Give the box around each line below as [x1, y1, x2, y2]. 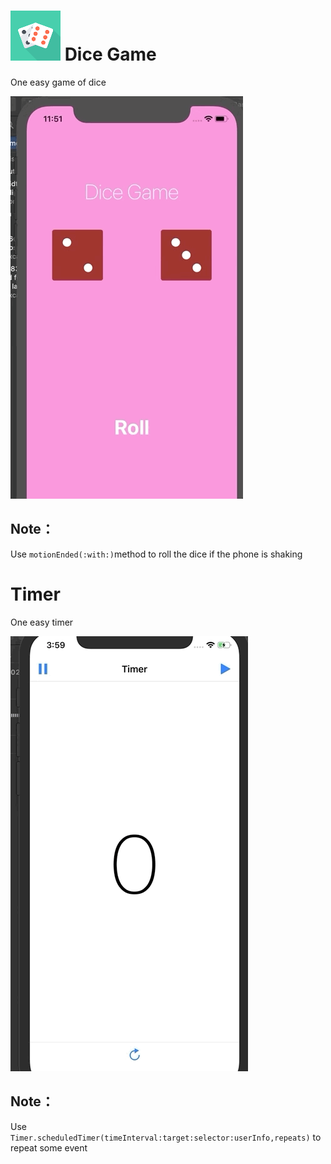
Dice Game [64, 43, 157, 66]
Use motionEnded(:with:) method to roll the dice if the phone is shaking [10, 548, 303, 560]
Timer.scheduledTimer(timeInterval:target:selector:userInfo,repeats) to [10, 1131, 322, 1143]
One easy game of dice [10, 76, 107, 88]
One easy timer [10, 616, 74, 628]
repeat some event [10, 1141, 88, 1154]
